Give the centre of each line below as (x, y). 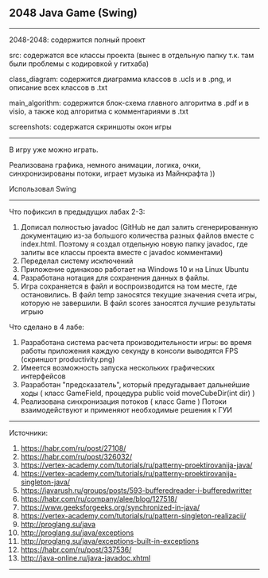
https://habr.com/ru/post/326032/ (76, 456)
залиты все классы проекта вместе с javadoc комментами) (122, 252)
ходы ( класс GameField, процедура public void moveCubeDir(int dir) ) (138, 393)
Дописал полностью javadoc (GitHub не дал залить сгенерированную (139, 227)
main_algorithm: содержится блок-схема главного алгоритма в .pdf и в (129, 103)
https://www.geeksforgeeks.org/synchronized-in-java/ (110, 507)
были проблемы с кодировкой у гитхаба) (79, 64)
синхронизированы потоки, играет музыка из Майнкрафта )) (112, 173)
